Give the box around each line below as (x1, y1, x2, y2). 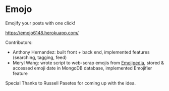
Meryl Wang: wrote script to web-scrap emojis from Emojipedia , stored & (12, 59, 164, 65)
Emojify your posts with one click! (5, 20, 76, 26)
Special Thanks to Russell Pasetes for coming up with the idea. (5, 80, 136, 86)
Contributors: (5, 39, 33, 45)
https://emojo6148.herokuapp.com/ (5, 29, 79, 35)
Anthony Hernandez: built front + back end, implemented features (12, 49, 150, 55)
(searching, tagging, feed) (12, 54, 67, 60)
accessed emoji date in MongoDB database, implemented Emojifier (12, 65, 152, 71)
